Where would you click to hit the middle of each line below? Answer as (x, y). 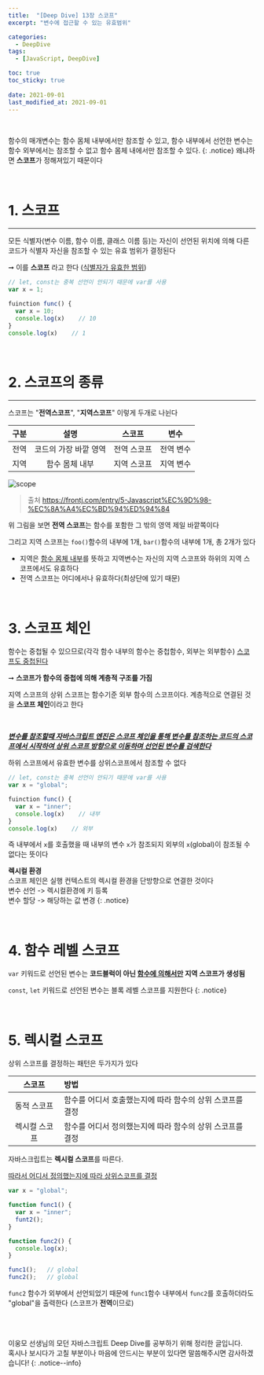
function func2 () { (40, 1241)
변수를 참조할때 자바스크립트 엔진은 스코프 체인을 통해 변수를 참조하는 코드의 (123, 736)
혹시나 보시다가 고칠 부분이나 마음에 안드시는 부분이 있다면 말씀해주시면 (117, 1353)
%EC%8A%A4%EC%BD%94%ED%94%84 (99, 509)
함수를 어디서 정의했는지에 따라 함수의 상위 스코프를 (154, 1127)
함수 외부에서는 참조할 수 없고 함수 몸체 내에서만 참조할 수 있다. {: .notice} (121, 151)
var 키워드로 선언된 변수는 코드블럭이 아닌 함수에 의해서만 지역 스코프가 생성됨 (127, 973)
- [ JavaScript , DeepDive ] (58, 59)
